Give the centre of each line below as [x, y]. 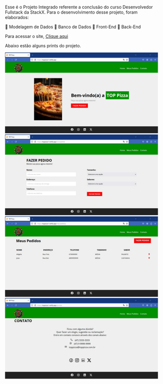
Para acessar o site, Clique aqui [37, 36]
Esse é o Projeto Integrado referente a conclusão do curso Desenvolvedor [79, 7]
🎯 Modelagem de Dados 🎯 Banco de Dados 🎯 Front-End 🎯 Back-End [73, 27]
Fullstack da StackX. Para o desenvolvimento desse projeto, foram [71, 12]
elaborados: [17, 17]
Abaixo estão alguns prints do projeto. [43, 46]
